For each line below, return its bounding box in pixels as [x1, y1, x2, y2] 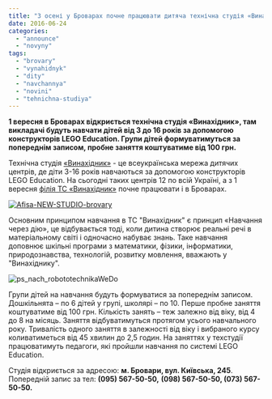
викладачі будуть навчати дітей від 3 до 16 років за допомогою [8, 125, 234, 135]
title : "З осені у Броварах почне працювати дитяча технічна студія [8, 11, 244, 20]
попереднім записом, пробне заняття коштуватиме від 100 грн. [8, 142, 236, 152]
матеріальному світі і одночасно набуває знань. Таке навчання [8, 232, 228, 243]
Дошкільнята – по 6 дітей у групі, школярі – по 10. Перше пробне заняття [8, 299, 261, 308]
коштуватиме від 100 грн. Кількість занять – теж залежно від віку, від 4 [8, 307, 256, 316]
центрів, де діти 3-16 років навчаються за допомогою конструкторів [8, 167, 246, 176]
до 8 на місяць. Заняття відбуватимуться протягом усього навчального [8, 316, 257, 325]
